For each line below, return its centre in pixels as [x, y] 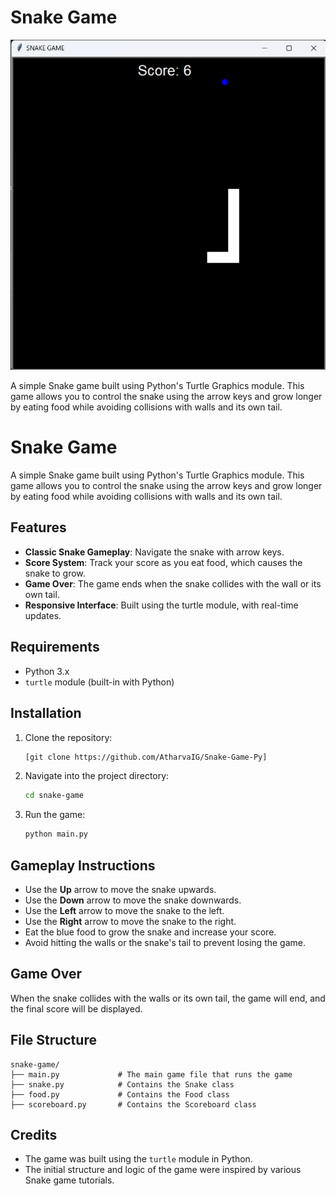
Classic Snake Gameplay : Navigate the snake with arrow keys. [154, 552]
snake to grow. [55, 573]
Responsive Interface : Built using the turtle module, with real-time [161, 605]
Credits [34, 1134]
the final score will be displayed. [76, 1008]
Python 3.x [47, 671]
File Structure [53, 1040]
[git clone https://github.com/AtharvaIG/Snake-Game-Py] [146, 757]
